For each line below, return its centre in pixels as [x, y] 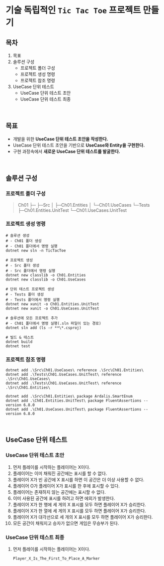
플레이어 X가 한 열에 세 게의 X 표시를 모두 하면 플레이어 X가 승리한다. [79, 511]
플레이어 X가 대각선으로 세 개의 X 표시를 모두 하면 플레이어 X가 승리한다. [83, 517]
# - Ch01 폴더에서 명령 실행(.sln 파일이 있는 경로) [53, 323]
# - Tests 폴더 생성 [25, 294]
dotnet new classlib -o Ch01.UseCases [46, 280]
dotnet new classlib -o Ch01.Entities [46, 275]
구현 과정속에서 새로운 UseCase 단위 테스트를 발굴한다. [67, 151]
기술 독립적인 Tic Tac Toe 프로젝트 [73, 10]
